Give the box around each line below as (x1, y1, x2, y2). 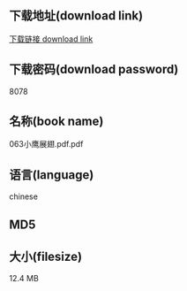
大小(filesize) (9, 249, 82, 264)
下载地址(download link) (9, 8, 144, 24)
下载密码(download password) (9, 62, 179, 77)
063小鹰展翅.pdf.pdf (9, 139, 84, 149)
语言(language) (9, 167, 94, 182)
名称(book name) (9, 114, 104, 129)
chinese (9, 191, 38, 202)
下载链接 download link (9, 34, 93, 44)
